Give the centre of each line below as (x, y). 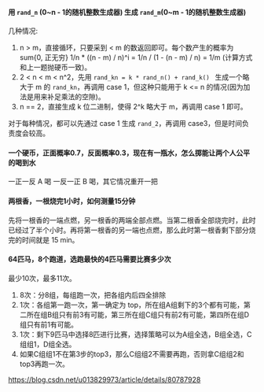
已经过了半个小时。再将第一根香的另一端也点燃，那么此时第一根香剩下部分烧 (132, 230)
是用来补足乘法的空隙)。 (66, 97)
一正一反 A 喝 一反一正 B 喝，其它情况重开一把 (83, 182)
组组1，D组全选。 (48, 344)
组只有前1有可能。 (49, 324)
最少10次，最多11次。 (42, 278)
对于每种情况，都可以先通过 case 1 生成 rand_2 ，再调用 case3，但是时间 (125, 124)
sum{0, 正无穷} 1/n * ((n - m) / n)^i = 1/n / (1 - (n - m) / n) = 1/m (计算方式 (136, 57)
